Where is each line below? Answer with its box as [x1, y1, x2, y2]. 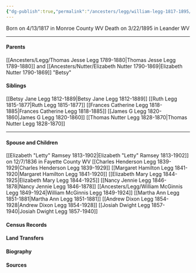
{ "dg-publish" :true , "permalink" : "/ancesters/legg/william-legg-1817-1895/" [6, 8, 194, 15]
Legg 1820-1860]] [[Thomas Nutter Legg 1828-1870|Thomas [41, 114, 188, 121]
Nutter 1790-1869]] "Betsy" [6, 68, 72, 76]
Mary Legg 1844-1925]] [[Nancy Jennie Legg [43, 177, 152, 184]
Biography [6, 248, 32, 255]
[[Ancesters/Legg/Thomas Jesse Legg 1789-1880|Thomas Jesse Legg [6, 56, 176, 63]
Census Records [6, 221, 47, 228]
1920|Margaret [6, 171, 42, 178]
